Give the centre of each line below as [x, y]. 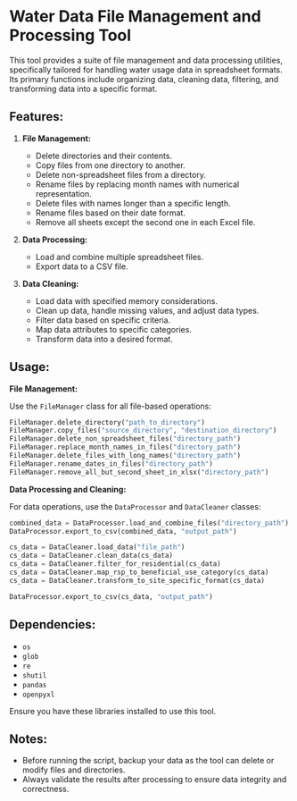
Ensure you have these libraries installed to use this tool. [113, 711]
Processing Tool [70, 35]
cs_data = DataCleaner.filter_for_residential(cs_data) [115, 564]
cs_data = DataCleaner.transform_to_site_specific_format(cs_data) [137, 580]
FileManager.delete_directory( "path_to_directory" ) [107, 422]
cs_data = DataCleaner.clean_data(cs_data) [91, 556]
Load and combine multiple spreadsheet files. [120, 257]
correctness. [45, 789]
